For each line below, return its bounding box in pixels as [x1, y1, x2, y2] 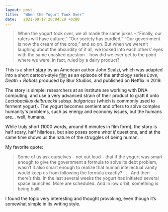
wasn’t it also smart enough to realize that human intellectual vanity [17, 164, 157, 171]
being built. [17, 186, 41, 192]
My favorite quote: [5, 144, 44, 150]
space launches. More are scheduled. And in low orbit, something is [17, 180, 158, 186]
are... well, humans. [5, 114, 46, 120]
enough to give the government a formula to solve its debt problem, [17, 159, 157, 165]
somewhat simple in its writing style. [5, 201, 80, 207]
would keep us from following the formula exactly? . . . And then [17, 170, 150, 176]
